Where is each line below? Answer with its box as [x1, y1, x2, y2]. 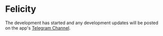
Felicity [5, 3, 36, 15]
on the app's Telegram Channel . [5, 25, 71, 31]
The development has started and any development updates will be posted [5, 20, 159, 26]
